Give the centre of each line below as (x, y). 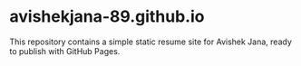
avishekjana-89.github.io (107, 17)
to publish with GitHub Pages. (65, 51)
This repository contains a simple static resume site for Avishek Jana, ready (150, 42)
